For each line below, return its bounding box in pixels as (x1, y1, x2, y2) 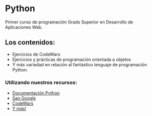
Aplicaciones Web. (5, 24, 43, 30)
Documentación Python (12, 90, 60, 96)
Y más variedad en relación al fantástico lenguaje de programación (12, 61, 148, 67)
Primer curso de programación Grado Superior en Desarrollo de (5, 19, 133, 25)
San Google (12, 96, 36, 101)
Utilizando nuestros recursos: (5, 79, 77, 86)
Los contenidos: (5, 39, 55, 47)
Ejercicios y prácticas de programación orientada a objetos (12, 57, 131, 62)
